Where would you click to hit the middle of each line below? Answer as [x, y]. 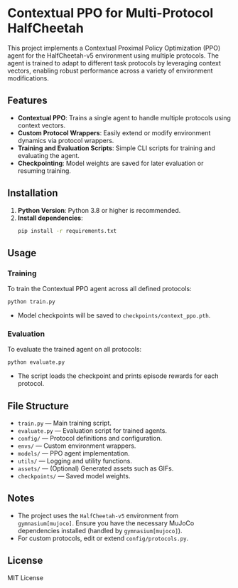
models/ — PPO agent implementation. [74, 453]
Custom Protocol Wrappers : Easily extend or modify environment [114, 132]
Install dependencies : [50, 218]
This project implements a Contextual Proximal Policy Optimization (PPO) [114, 48]
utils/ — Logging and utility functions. [75, 461]
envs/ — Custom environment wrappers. [77, 446]
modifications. [28, 78]
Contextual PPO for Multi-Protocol [110, 13]
